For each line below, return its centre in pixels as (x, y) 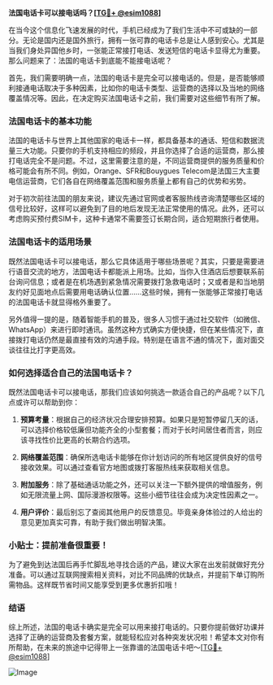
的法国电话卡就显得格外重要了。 (62, 302)
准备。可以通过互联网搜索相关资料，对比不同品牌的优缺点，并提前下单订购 (133, 575)
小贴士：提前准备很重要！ (58, 545)
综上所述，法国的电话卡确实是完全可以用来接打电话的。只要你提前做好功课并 (136, 627)
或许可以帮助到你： (47, 402)
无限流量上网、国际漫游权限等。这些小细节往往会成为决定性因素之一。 (145, 495)
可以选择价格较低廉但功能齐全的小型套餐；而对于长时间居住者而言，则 (138, 430)
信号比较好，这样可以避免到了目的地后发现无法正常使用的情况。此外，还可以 (136, 209)
